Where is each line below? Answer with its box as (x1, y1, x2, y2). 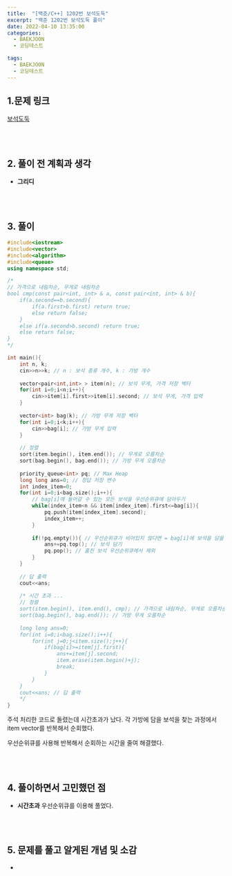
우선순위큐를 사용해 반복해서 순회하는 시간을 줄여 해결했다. (7, 739, 164, 747)
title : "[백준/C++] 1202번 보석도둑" (7, 10, 109, 17)
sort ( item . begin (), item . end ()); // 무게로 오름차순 (19, 451, 164, 458)
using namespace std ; (7, 265, 70, 272)
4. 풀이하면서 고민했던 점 (7, 782, 106, 794)
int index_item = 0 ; (19, 483, 72, 490)
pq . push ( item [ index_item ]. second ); (43, 509, 147, 516)
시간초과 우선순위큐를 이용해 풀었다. (17, 801, 114, 810)
